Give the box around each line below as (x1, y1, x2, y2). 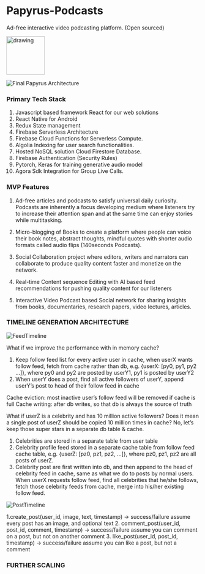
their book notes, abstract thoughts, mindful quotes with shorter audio (15, 234, 193, 242)
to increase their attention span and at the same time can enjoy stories (15, 210, 193, 217)
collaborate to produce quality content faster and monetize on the (15, 259, 182, 267)
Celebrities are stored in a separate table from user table (15, 437, 158, 445)
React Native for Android (15, 115, 78, 123)
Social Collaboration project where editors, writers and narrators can (15, 253, 188, 261)
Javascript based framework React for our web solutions (15, 109, 159, 117)
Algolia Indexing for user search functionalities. (15, 142, 135, 149)
